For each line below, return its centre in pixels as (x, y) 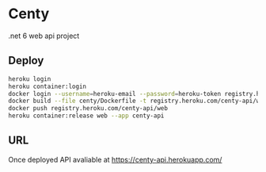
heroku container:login (47, 86)
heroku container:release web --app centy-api (86, 116)
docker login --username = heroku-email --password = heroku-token (115, 94)
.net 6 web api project (44, 36)
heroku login (30, 79)
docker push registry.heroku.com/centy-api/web (88, 109)
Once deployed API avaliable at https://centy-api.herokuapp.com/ (115, 159)
